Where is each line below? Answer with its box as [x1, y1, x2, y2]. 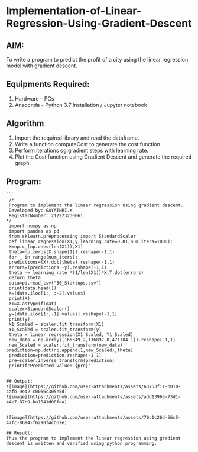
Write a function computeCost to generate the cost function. [14, 140, 162, 147]
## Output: [6, 379, 33, 385]
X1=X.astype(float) [8, 301, 57, 307]
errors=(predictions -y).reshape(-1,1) [8, 264, 108, 270]
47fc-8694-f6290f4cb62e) [6, 420, 67, 426]
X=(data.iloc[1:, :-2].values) [8, 290, 86, 296]
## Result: [6, 430, 33, 436]
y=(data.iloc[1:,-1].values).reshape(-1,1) [8, 311, 118, 317]
